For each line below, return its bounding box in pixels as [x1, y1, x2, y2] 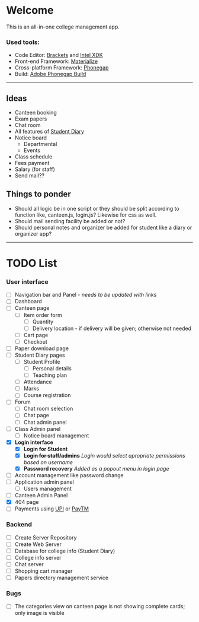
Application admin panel [14, 478, 74, 485]
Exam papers [14, 115, 47, 122]
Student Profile [23, 358, 60, 365]
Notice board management [23, 431, 89, 439]
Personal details [32, 365, 72, 372]
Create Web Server [14, 541, 62, 548]
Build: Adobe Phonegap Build [14, 71, 86, 78]
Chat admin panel [23, 418, 67, 426]
